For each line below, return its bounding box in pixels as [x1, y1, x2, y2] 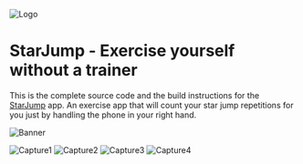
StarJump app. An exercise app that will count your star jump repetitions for [9, 99, 294, 110]
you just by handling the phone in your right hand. [9, 109, 197, 120]
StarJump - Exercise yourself [9, 41, 235, 61]
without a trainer [9, 60, 139, 81]
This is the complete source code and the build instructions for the [9, 89, 260, 100]
